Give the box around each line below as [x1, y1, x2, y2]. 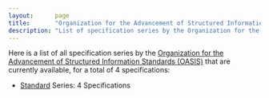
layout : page [8, 11, 70, 20]
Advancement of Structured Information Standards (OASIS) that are [8, 57, 231, 66]
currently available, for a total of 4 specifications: [8, 65, 171, 75]
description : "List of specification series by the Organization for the [8, 26, 260, 34]
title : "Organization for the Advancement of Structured [8, 19, 224, 27]
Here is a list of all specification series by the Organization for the [8, 49, 224, 58]
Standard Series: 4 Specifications [19, 80, 130, 90]
